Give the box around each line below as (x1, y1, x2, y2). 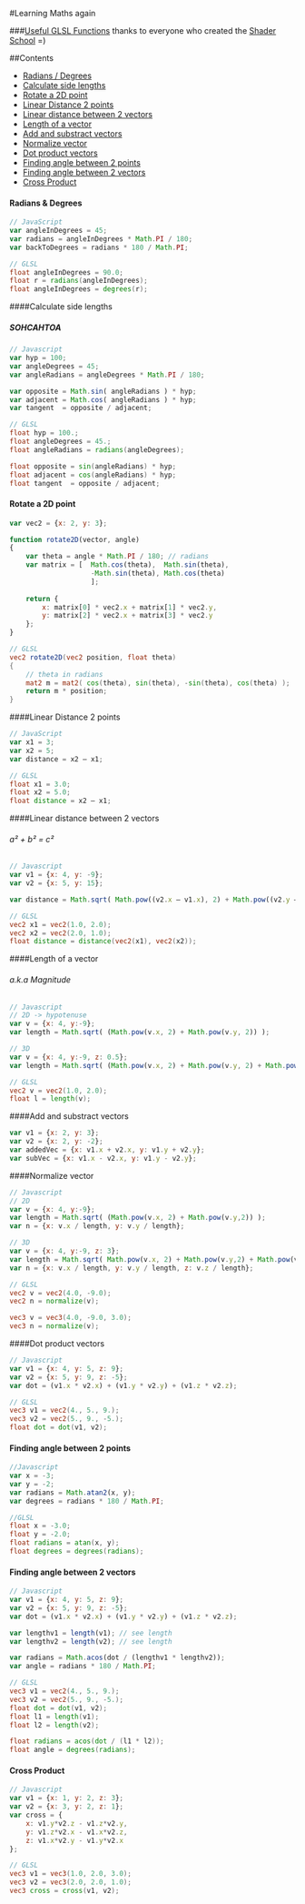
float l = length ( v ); (9, 1094, 92, 1103)
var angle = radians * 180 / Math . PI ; (9, 1662, 156, 1671)
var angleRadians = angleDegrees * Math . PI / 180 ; (9, 370, 205, 379)
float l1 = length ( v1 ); (9, 1712, 100, 1721)
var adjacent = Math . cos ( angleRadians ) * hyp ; (9, 395, 197, 404)
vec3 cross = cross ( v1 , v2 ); (9, 1887, 120, 1896)
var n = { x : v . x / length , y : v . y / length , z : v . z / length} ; (9, 1264, 254, 1273)
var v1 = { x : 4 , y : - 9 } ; (9, 871, 103, 880)
